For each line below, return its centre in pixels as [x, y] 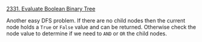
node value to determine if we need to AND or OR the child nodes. [87, 33]
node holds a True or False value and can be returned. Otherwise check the [101, 27]
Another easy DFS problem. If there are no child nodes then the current [96, 20]
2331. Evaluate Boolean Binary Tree [51, 9]
